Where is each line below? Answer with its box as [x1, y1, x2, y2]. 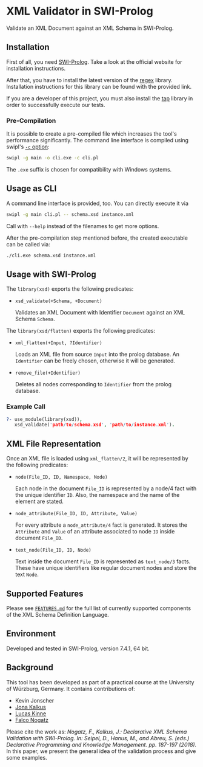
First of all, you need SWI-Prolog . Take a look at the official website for [6, 58, 183, 65]
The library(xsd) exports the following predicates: [6, 285, 134, 293]
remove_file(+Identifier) [15, 370, 81, 377]
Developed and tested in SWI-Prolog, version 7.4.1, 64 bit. [6, 645, 150, 652]
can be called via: [6, 240, 50, 248]
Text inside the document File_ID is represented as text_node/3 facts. [15, 558, 191, 565]
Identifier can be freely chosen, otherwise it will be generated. [15, 357, 176, 364]
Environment [6, 628, 56, 639]
